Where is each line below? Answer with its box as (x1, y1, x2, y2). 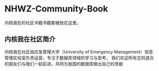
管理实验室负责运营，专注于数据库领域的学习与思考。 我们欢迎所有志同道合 (4, 55, 154, 60)
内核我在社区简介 (4, 35, 56, 44)
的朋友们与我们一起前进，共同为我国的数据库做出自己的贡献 (4, 61, 123, 67)
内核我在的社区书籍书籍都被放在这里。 (4, 20, 81, 25)
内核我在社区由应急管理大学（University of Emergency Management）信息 (4, 49, 153, 55)
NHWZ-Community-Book (4, 3, 108, 14)
